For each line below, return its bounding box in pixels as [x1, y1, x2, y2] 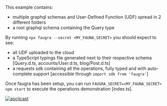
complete [12, 71, 33, 77]
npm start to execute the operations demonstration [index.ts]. [5, 86, 133, 92]
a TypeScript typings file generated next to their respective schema [12, 55, 152, 61]
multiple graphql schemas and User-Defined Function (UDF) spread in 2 [12, 14, 161, 20]
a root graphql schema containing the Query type [12, 25, 115, 31]
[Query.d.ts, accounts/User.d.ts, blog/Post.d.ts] [12, 60, 110, 66]
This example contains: [5, 5, 53, 10]
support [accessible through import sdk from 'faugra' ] [33, 71, 148, 77]
